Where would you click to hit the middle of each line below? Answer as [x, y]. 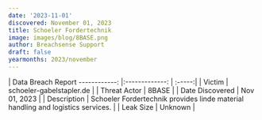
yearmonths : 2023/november [53, 60]
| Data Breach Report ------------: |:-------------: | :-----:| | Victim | [118, 82]
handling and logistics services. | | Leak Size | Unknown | [102, 107]
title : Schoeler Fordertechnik [60, 30]
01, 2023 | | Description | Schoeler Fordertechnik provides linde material [126, 99]
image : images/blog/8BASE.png [58, 37]
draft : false [30, 52]
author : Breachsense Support [56, 45]
